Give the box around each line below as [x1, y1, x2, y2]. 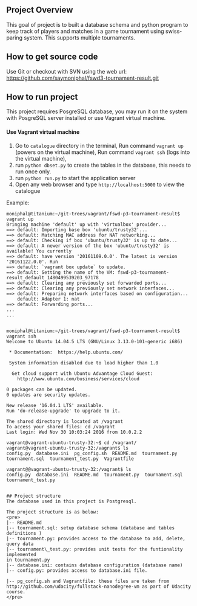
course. [6, 588, 26, 595]
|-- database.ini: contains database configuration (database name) [6, 562, 183, 568]
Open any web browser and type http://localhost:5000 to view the [15, 181, 185, 188]
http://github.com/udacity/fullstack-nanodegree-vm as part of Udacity [6, 583, 191, 590]
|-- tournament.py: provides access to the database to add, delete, [6, 535, 186, 542]
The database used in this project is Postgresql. [6, 498, 137, 504]
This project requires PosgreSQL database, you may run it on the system [6, 108, 188, 115]
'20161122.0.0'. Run [6, 259, 59, 265]
